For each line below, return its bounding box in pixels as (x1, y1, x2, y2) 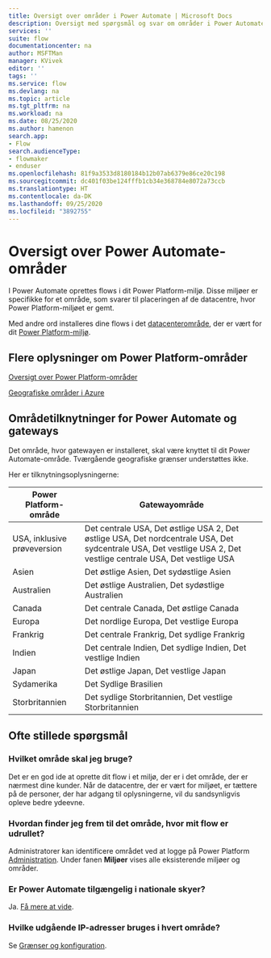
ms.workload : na (8, 110, 63, 118)
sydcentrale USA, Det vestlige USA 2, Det (84, 542, 242, 554)
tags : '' (8, 72, 38, 80)
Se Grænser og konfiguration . (8, 940, 107, 950)
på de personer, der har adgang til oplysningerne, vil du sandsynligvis (8, 789, 240, 799)
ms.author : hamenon (8, 124, 74, 133)
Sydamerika (12, 678, 58, 690)
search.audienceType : (8, 147, 81, 155)
